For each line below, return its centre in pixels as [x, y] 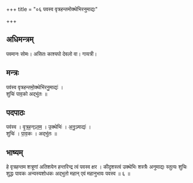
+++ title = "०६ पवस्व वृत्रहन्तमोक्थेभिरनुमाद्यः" [52, 9]
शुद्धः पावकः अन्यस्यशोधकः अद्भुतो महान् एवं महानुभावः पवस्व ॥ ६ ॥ [68, 174]
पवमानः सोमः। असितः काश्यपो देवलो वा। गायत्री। [52, 54]
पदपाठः [16, 113]
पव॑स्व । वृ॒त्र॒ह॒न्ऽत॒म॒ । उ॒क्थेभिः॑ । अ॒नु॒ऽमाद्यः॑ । [49, 127]
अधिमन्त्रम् [20, 39]
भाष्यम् [15, 152]
